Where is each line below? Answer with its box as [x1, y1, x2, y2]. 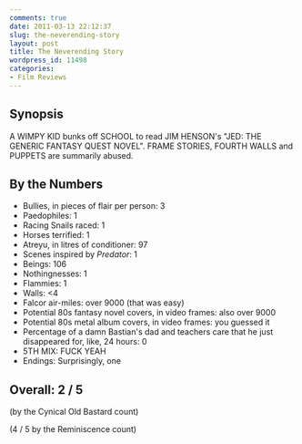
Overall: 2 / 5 [9, 382, 84, 398]
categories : [9, 65, 55, 74]
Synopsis [9, 107, 64, 122]
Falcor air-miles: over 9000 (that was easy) [22, 297, 185, 308]
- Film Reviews [9, 73, 67, 82]
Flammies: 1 [22, 278, 67, 289]
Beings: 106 [22, 259, 66, 270]
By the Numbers [9, 176, 104, 191]
